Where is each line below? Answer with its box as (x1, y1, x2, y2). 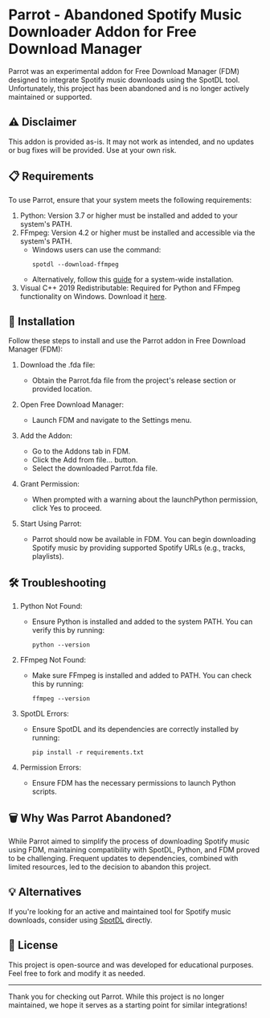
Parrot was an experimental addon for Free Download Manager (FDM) (8, 66, 239, 76)
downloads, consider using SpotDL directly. (8, 915, 153, 925)
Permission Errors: (19, 762, 82, 773)
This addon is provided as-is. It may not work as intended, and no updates (8, 137, 255, 146)
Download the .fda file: (19, 360, 96, 370)
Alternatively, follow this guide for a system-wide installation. (31, 274, 235, 284)
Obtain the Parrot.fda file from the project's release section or (31, 376, 236, 385)
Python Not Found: (19, 601, 83, 611)
